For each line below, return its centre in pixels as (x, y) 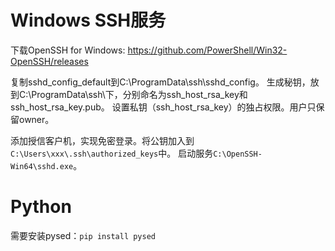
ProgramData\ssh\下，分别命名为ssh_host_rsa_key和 (139, 94)
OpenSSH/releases (49, 61)
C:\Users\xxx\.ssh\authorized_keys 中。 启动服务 (112, 153)
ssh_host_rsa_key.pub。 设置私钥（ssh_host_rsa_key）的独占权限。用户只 (163, 107)
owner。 (36, 119)
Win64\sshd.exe (42, 166)
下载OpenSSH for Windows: (68, 50)
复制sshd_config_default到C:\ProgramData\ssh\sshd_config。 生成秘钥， (160, 82)
